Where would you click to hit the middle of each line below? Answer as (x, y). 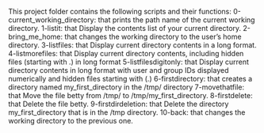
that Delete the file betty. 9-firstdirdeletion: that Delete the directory (119, 104)
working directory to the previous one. (71, 121)
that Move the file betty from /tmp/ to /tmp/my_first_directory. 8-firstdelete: (131, 95)
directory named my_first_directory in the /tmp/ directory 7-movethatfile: (126, 87)
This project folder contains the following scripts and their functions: (120, 11)
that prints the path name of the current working (176, 20)
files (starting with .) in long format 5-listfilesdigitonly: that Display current (129, 62)
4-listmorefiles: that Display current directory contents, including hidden (126, 53)
